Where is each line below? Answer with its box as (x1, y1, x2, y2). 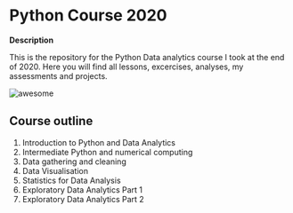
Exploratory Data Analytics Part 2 (21, 193, 144, 204)
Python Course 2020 (9, 5, 167, 26)
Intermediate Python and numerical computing (21, 146, 193, 157)
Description (9, 35, 54, 45)
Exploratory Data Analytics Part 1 (21, 184, 143, 195)
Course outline (9, 114, 94, 129)
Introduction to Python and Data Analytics (21, 137, 176, 147)
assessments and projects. (9, 70, 109, 81)
